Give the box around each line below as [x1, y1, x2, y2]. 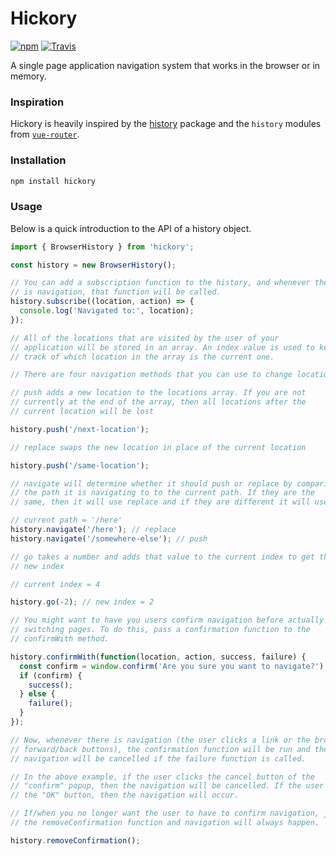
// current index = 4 [10, 579, 101, 589]
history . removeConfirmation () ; [10, 835, 141, 846]
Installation [10, 153, 67, 167]
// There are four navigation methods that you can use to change [10, 370, 293, 380]
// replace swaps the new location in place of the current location [10, 442, 307, 452]
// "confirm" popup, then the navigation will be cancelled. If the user [10, 781, 325, 791]
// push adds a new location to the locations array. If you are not [10, 388, 307, 398]
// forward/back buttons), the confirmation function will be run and [10, 744, 311, 754]
